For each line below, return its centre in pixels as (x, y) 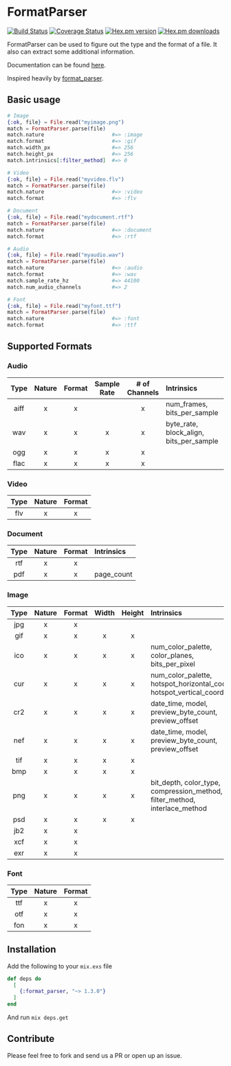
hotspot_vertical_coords (189, 692)
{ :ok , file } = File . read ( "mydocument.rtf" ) (70, 217)
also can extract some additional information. (71, 52)
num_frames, (187, 404)
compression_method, (186, 791)
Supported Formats (50, 347)
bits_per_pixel (173, 664)
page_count (113, 575)
